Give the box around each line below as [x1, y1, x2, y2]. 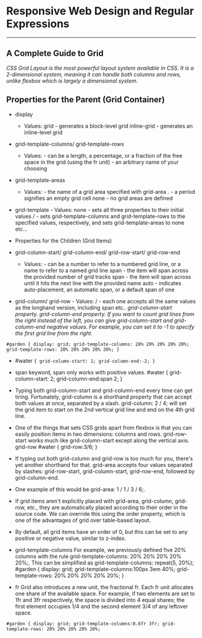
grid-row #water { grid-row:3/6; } [14, 443, 98, 450]
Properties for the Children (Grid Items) [14, 237, 112, 244]
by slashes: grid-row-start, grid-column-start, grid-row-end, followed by [14, 468, 195, 475]
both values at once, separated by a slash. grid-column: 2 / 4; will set [14, 399, 187, 407]
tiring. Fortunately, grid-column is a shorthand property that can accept [14, 393, 192, 400]
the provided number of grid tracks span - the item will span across [23, 273, 191, 280]
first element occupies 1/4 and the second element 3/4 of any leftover [14, 602, 188, 610]
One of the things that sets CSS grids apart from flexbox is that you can [14, 424, 192, 431]
